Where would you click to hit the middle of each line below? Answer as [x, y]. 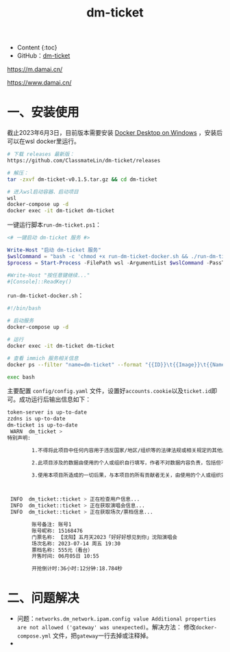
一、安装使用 [43, 113]
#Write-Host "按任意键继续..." [49, 275]
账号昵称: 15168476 [57, 531]
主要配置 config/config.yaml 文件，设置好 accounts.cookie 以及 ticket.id [109, 391]
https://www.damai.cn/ [39, 83]
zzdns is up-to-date [37, 419]
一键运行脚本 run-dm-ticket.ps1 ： [54, 225]
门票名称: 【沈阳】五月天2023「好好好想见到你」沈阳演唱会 [105, 537]
